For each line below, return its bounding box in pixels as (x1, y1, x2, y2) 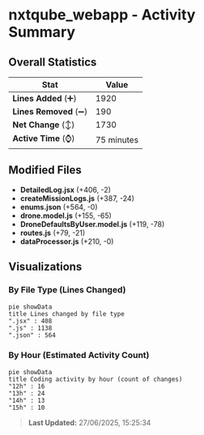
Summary (8, 23, 75, 41)
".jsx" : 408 (8, 317, 53, 325)
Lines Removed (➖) (12, 106, 87, 117)
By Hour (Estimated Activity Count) (8, 350, 150, 361)
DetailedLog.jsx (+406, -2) (19, 185, 112, 194)
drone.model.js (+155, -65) (19, 211, 112, 220)
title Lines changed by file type (8, 309, 125, 318)
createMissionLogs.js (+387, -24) (19, 193, 135, 203)
